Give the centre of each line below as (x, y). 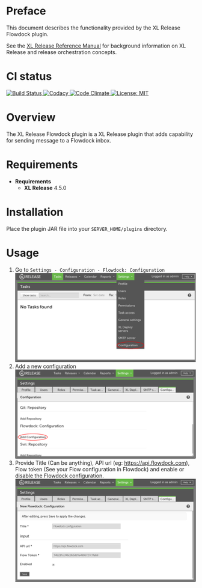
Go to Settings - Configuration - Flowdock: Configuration (90, 269)
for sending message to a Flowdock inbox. (59, 140)
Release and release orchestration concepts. (62, 52)
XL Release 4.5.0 (45, 188)
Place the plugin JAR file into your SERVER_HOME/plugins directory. (87, 228)
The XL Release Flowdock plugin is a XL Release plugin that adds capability (100, 134)
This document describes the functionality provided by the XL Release (93, 28)
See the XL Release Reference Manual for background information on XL (96, 46)
